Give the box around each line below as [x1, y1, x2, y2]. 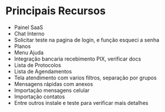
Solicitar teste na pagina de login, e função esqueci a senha [14, 36, 160, 43]
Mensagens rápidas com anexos [14, 80, 94, 87]
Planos [14, 43, 31, 50]
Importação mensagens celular [14, 87, 90, 94]
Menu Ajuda [14, 49, 44, 56]
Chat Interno [14, 30, 45, 37]
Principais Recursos [5, 4, 106, 18]
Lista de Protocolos [14, 61, 61, 69]
